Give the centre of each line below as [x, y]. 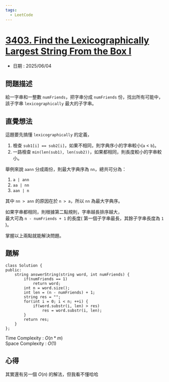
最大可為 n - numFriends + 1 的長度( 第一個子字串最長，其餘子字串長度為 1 [85, 218]
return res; [37, 319]
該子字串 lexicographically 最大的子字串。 [51, 104]
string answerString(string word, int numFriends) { [72, 274]
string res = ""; [42, 297]
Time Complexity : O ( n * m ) [34, 338]
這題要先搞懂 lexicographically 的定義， [49, 135]
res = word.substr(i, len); [72, 310]
